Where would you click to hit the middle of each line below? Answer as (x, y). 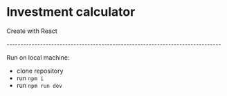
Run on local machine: (38, 57)
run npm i (30, 78)
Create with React (32, 31)
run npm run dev (39, 85)
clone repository (40, 71)
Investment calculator (71, 12)
